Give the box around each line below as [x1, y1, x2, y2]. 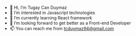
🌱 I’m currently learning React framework [9, 15, 93, 20]
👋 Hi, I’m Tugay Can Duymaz [9, 5, 67, 10]
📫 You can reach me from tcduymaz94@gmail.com [9, 26, 115, 31]
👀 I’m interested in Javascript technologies [9, 10, 96, 16]
